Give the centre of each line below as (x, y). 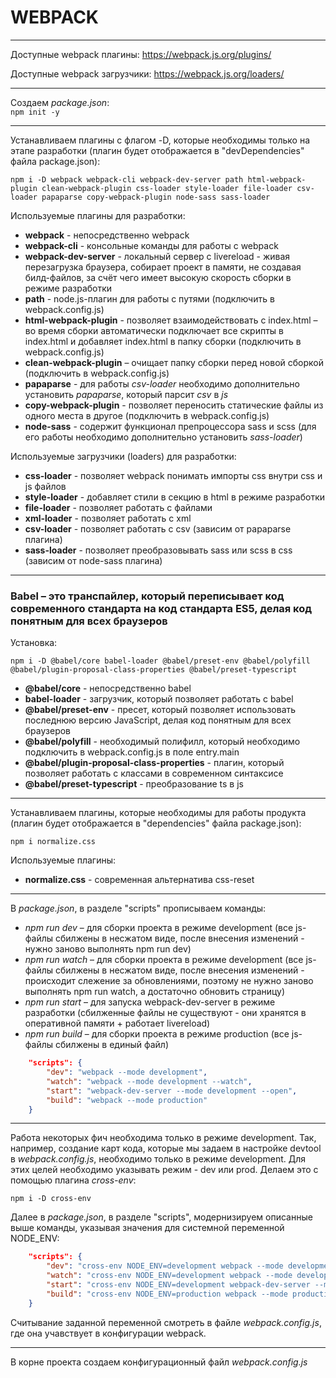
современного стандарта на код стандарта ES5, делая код (161, 608)
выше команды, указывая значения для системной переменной (147, 1228)
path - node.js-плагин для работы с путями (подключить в (149, 298)
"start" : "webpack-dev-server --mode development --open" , (172, 1091)
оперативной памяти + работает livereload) (117, 1023)
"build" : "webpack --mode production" (127, 1100)
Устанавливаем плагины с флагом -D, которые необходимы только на (160, 140)
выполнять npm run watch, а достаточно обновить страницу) (155, 992)
